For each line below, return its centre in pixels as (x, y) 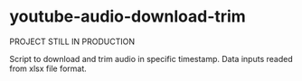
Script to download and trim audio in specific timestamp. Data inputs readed (151, 58)
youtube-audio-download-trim (127, 17)
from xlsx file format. (48, 68)
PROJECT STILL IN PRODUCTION (72, 41)
